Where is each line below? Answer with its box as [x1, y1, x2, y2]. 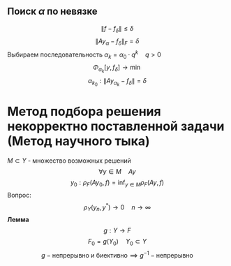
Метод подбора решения [7, 104, 162, 119]
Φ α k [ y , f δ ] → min [93, 63, 141, 74]
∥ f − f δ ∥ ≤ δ [100, 24, 134, 34]
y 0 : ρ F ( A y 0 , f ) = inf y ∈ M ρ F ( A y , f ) [70, 178, 165, 188]
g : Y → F [103, 226, 131, 235]
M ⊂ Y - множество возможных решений [7, 156, 131, 165]
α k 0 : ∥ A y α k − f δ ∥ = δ [87, 76, 147, 88]
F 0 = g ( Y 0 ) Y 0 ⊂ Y [88, 237, 147, 247]
